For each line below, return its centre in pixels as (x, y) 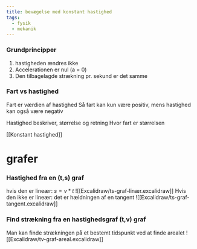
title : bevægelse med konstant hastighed (59, 12)
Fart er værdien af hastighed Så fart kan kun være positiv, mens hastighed (99, 105)
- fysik (21, 23)
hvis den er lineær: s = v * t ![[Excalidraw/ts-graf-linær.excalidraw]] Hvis (96, 191)
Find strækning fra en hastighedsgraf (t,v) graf (76, 219)
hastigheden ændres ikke (47, 63)
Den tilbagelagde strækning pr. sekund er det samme (81, 76)
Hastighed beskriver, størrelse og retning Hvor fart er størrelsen (86, 123)
